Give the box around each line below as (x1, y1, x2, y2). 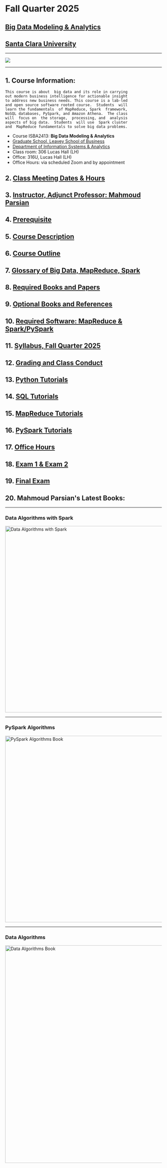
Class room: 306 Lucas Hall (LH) (12, 149, 80, 155)
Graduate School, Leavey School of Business (12, 138, 105, 144)
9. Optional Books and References (5, 300, 113, 308)
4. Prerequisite (5, 215, 52, 224)
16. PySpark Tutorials (5, 426, 72, 435)
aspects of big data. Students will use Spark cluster (5, 120, 128, 125)
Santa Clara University (5, 39, 77, 48)
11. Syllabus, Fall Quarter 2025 (5, 342, 101, 350)
